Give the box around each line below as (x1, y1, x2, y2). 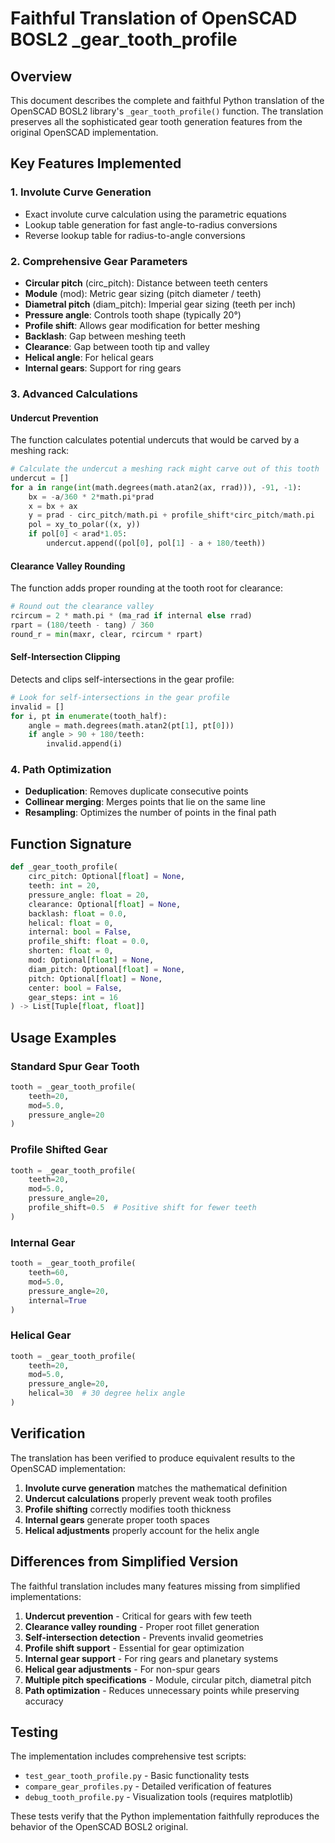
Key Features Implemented (10, 155, 182, 172)
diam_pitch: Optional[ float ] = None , (28, 964, 186, 974)
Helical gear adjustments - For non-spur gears (24, 1663, 221, 1675)
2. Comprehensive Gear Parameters (10, 254, 188, 268)
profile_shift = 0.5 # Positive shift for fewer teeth (28, 1203, 257, 1213)
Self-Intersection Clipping (10, 651, 121, 663)
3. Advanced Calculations (10, 387, 138, 401)
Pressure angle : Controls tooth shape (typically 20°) (24, 308, 242, 321)
